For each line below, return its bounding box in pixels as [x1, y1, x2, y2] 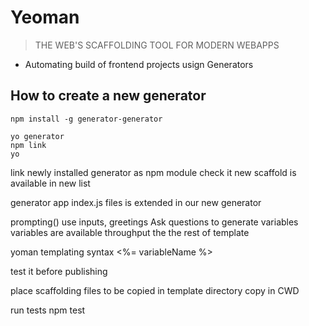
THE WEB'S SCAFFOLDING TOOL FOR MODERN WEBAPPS [34, 39, 280, 51]
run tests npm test [10, 304, 86, 316]
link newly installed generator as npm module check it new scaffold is [10, 166, 297, 178]
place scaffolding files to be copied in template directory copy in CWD [10, 284, 300, 296]
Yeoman [10, 6, 80, 29]
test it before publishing [10, 265, 108, 277]
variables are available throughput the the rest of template [10, 226, 250, 238]
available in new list [10, 177, 91, 189]
